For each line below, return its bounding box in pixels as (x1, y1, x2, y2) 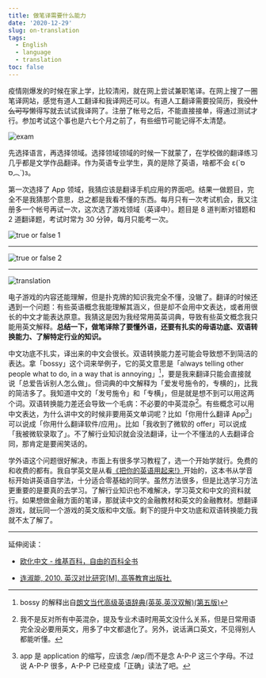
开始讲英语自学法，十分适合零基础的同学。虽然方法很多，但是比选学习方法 (14, 475, 258, 485)
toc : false (8, 63, 44, 71)
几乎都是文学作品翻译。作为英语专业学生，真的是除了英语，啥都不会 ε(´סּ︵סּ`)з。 (8, 158, 245, 177)
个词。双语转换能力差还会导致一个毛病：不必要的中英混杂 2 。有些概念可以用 (8, 397, 255, 408)
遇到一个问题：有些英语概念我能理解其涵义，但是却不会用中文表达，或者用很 (8, 302, 258, 312)
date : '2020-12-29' (8, 19, 73, 27)
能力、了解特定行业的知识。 (14, 331, 105, 341)
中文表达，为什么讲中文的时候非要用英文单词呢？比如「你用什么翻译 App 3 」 (8, 408, 256, 419)
